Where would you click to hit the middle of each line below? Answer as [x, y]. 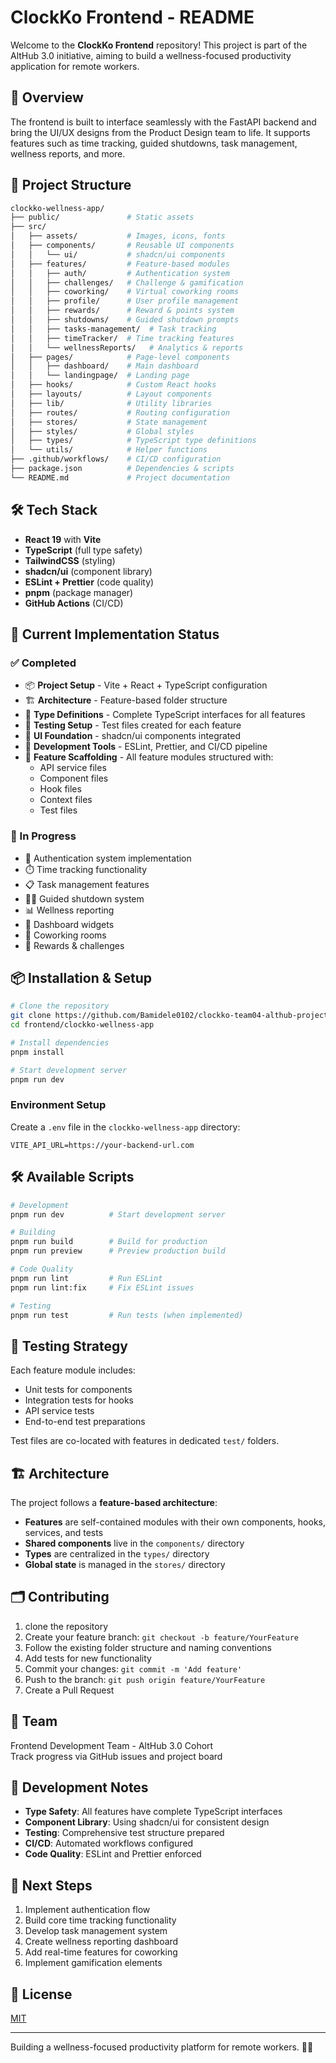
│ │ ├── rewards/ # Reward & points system [122, 311]
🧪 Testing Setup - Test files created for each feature [133, 725]
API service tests [59, 1411]
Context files [66, 800]
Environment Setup [58, 1105]
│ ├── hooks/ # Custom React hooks [113, 385]
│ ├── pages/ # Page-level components [120, 357]
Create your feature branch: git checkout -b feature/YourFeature [161, 1637]
